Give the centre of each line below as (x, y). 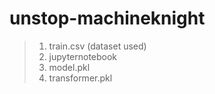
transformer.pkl (80, 78)
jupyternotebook (83, 56)
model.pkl (69, 67)
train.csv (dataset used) (97, 46)
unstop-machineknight (107, 18)
